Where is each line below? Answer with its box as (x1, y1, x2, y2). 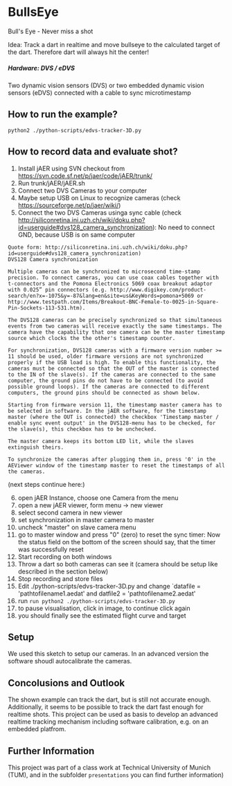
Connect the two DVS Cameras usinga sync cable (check (17, 208, 182, 217)
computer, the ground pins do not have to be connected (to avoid (8, 377, 204, 384)
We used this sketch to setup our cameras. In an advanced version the (8, 650, 209, 658)
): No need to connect (152, 223, 215, 231)
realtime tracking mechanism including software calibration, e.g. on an (8, 717, 208, 726)
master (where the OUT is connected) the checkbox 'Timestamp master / (8, 413, 219, 420)
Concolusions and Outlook (8, 677, 125, 689)
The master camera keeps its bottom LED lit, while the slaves (8, 438, 195, 445)
